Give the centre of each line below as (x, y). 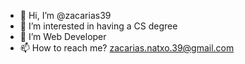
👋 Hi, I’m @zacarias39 (65, 15)
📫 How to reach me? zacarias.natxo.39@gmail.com (127, 48)
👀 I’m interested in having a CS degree (98, 26)
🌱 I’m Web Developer (63, 36)
